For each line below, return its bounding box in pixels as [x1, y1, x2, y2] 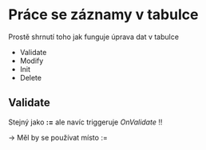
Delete [19, 73, 42, 82]
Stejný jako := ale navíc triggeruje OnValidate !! [8, 117, 163, 127]
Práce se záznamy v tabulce [8, 6, 199, 24]
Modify [19, 56, 44, 65]
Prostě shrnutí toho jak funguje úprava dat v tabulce [8, 32, 180, 41]
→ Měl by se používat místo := [8, 132, 108, 142]
